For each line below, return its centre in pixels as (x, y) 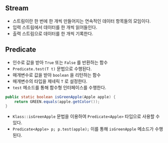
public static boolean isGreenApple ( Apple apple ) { (60, 97)
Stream (17, 8)
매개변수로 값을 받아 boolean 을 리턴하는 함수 (57, 75)
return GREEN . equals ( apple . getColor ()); (57, 102)
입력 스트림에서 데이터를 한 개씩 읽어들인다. (55, 27)
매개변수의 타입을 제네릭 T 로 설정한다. (50, 81)
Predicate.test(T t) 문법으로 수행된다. (52, 68)
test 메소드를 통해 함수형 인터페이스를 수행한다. (59, 87)
